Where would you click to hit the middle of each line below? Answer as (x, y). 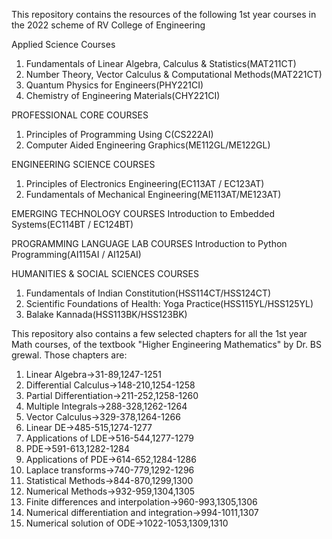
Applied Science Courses (63, 44)
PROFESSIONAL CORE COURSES (80, 115)
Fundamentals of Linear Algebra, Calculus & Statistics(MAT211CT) (161, 63)
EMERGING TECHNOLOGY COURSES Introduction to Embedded (143, 213)
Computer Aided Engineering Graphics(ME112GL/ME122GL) (148, 145)
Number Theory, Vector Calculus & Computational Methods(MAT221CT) (174, 74)
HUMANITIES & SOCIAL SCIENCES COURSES (105, 273)
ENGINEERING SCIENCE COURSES (83, 164)
